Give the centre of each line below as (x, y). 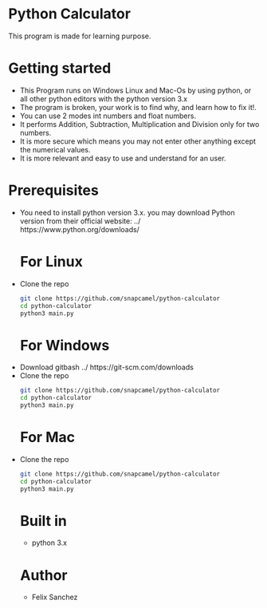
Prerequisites (54, 190)
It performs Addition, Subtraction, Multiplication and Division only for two (139, 124)
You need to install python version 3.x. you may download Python (127, 212)
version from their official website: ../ (80, 221)
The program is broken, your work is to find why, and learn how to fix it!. (138, 107)
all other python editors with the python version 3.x (104, 99)
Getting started (60, 68)
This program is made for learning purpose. (80, 36)
